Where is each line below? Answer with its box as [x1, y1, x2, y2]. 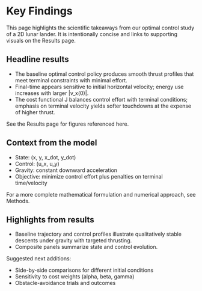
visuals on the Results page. [6, 37, 76, 44]
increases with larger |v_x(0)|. [14, 89, 89, 97]
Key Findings [6, 4, 73, 18]
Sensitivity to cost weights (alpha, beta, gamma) [14, 273, 135, 280]
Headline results [6, 54, 69, 64]
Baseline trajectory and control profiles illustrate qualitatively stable [14, 230, 182, 238]
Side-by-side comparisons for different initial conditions [14, 266, 154, 274]
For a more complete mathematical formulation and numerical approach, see [6, 191, 196, 198]
